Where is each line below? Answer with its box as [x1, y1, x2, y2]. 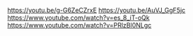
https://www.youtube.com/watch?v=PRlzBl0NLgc [7, 21, 152, 29]
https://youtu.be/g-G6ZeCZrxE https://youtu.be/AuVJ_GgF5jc [7, 6, 186, 14]
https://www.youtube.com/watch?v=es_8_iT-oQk [7, 13, 150, 22]
